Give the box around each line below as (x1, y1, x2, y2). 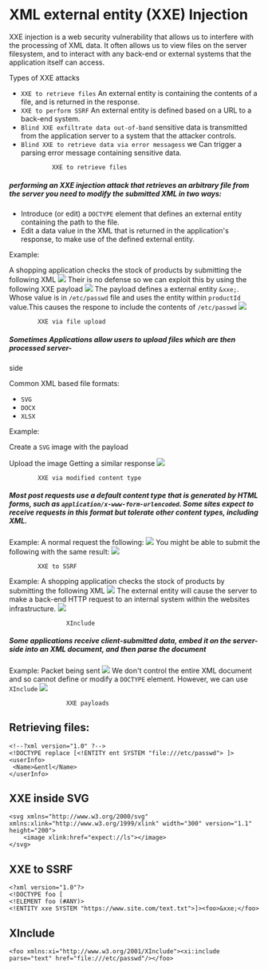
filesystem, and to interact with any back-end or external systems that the (9, 49, 252, 58)
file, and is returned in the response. (20, 97, 140, 106)
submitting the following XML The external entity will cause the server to (9, 586, 258, 595)
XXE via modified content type (37, 474, 142, 482)
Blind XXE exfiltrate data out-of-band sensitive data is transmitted (20, 122, 248, 132)
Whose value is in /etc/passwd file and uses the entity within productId (9, 292, 242, 302)
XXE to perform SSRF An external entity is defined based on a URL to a (20, 105, 252, 115)
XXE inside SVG (9, 792, 90, 805)
